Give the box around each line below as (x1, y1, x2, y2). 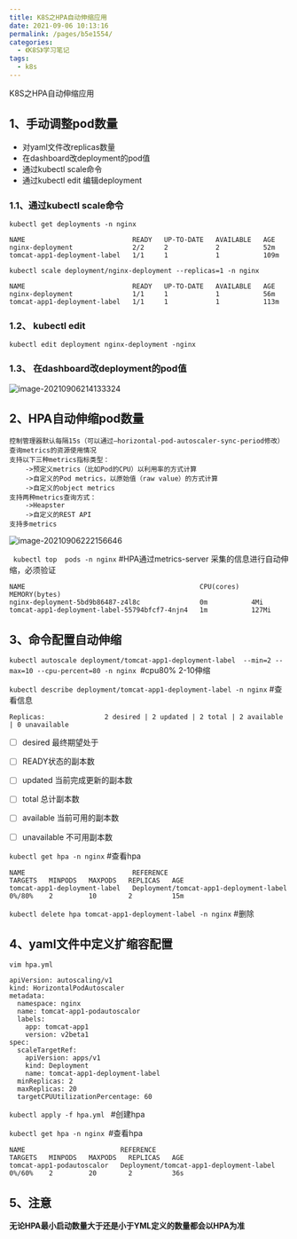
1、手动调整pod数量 (9, 116, 118, 131)
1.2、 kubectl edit (9, 319, 86, 332)
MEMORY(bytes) (9, 591, 62, 600)
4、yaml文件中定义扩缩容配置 (9, 937, 173, 952)
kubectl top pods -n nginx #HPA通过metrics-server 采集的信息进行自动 (12, 553, 281, 564)
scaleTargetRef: (17, 1046, 77, 1055)
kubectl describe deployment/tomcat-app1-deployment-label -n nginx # (9, 684, 275, 694)
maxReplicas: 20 (17, 1085, 77, 1094)
